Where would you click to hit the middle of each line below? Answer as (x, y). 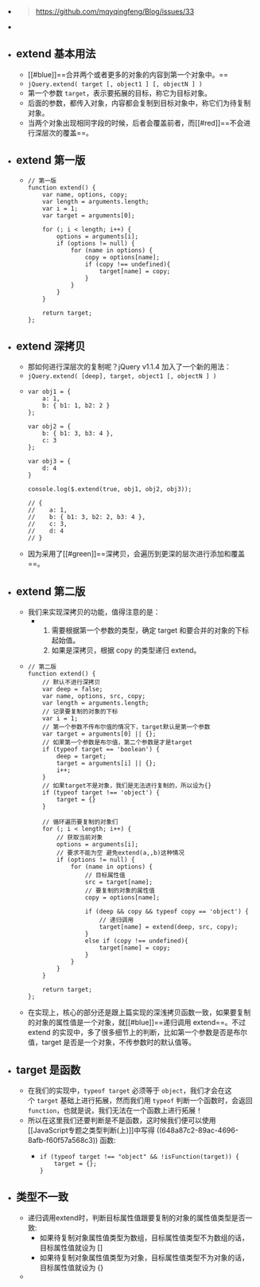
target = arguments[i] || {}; (106, 763)
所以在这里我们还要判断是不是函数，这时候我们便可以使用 (122, 1121)
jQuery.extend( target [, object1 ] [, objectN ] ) (115, 84)
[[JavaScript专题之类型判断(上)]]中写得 (91, 1130)
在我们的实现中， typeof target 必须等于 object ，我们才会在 (126, 1090)
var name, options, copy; (85, 194)
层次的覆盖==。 (68, 133)
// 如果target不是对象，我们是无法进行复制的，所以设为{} (127, 786)
